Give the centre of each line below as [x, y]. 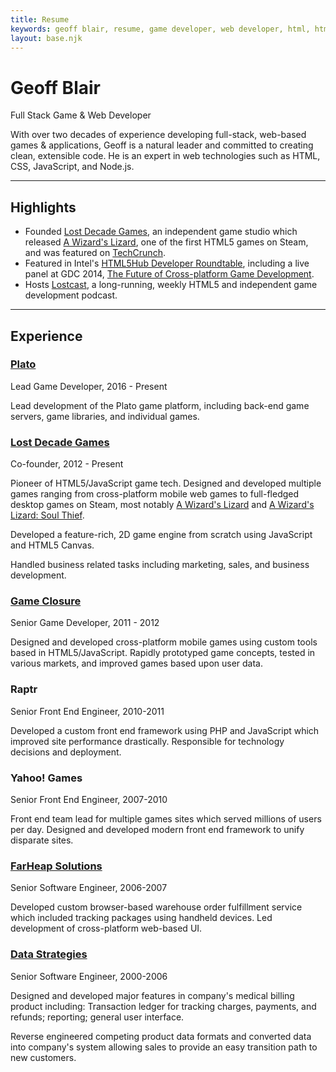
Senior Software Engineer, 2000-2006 [89, 976]
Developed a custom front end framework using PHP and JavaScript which [165, 730]
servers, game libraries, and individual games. [105, 416]
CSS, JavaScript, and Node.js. [72, 167]
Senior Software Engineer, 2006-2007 [89, 888]
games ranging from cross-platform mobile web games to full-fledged [155, 494]
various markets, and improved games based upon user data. [137, 663]
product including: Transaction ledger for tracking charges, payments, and [163, 1006]
